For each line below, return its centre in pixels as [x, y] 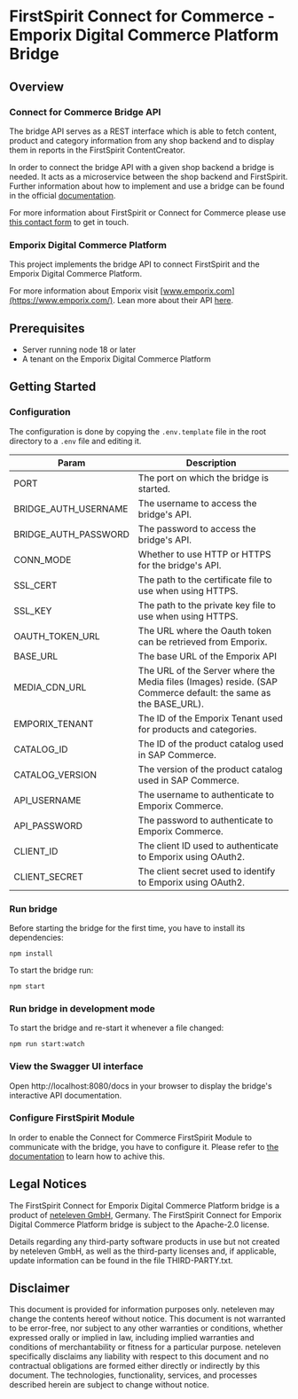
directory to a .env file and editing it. [75, 441]
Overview [37, 86]
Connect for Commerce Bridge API [85, 112]
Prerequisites [47, 328]
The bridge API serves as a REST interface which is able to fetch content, [143, 131]
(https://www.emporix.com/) [61, 301]
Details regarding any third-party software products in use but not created [145, 1241]
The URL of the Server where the [207, 670]
